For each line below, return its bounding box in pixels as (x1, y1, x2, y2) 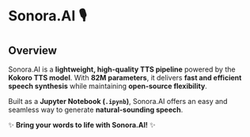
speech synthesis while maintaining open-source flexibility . (8, 81, 207, 91)
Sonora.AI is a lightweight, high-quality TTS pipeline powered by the (8, 65, 236, 74)
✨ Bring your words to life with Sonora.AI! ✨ (8, 120, 156, 129)
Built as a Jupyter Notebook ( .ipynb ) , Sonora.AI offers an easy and (8, 97, 228, 106)
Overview (8, 43, 58, 57)
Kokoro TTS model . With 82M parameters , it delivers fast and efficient (8, 73, 242, 82)
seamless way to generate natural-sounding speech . (8, 105, 184, 114)
